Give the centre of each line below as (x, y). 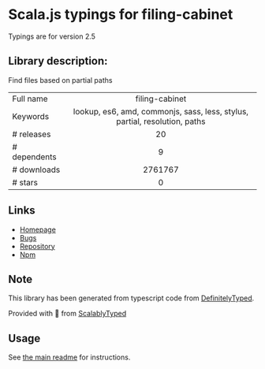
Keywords (31, 116)
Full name (30, 99)
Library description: (58, 61)
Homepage (38, 229)
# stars (25, 182)
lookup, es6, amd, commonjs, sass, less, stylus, (161, 111)
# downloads (36, 170)
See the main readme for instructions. (69, 357)
